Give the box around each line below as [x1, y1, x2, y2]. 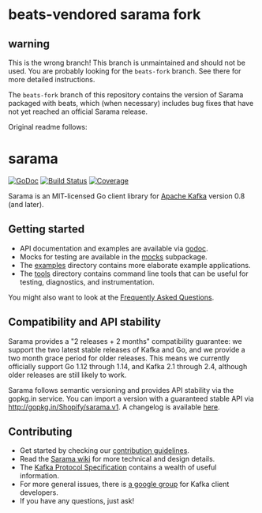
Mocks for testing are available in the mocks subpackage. [19, 251, 208, 262]
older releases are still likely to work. [8, 370, 127, 379]
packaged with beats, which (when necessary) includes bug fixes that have [8, 99, 254, 108]
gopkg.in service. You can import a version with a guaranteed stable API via [8, 394, 254, 403]
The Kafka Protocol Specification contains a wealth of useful [19, 462, 217, 472]
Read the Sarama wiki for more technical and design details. [19, 455, 215, 464]
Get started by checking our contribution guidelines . [19, 446, 189, 455]
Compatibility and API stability [8, 315, 162, 329]
